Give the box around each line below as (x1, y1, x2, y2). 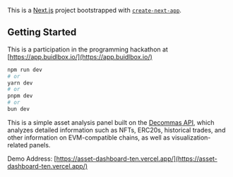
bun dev (7, 106, 30, 113)
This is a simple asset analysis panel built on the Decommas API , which (7, 118, 215, 126)
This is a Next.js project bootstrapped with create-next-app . (7, 6, 182, 14)
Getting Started (7, 26, 77, 38)
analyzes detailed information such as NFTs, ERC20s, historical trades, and (7, 126, 226, 134)
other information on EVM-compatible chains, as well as (7, 133, 171, 142)
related (7, 140, 28, 149)
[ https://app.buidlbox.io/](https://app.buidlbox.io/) (7, 52, 153, 61)
